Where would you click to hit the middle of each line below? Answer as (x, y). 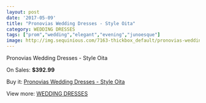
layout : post (23, 12)
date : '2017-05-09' (31, 18)
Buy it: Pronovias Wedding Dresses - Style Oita (66, 82)
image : (15, 40)
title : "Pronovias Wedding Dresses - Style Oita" (71, 23)
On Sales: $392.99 (31, 70)
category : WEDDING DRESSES (41, 29)
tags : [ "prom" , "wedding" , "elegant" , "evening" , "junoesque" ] (83, 35)
